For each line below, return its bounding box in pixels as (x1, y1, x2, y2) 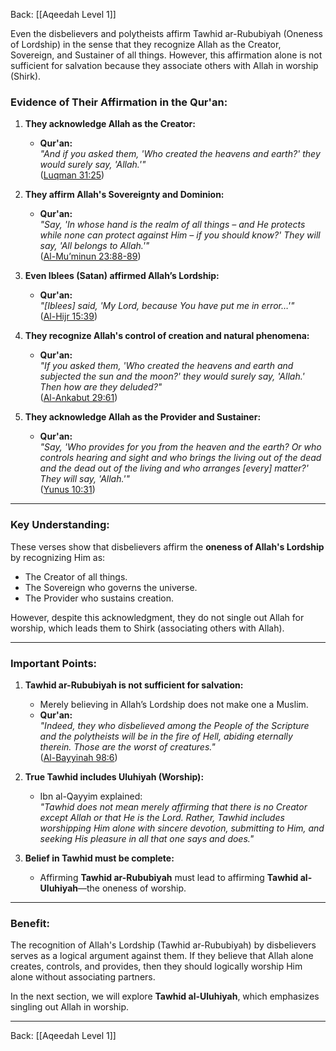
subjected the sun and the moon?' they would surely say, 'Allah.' (39, 370, 305, 383)
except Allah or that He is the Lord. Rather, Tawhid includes (39, 811, 285, 823)
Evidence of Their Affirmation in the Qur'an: (10, 95, 228, 109)
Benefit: (10, 916, 51, 930)
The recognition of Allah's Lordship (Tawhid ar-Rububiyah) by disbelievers (10, 939, 317, 951)
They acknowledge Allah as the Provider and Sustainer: (24, 411, 262, 423)
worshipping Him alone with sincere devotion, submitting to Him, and (39, 822, 325, 834)
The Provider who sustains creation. (24, 592, 175, 604)
